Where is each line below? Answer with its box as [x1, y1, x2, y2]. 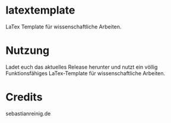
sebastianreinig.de [5, 110, 51, 117]
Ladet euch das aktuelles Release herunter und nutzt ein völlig [5, 63, 158, 70]
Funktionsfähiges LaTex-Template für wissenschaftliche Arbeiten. [5, 69, 166, 77]
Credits [5, 90, 43, 104]
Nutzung [5, 44, 50, 57]
